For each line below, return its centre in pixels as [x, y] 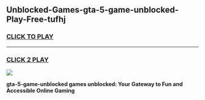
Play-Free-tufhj [36, 20]
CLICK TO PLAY [30, 37]
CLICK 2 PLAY [27, 59]
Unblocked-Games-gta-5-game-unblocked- [92, 10]
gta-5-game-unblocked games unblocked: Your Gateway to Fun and [95, 84]
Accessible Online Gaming [41, 90]
